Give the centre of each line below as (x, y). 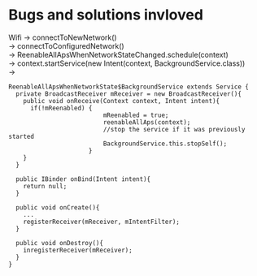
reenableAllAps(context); (147, 122)
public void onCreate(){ (58, 207)
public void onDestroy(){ (60, 243)
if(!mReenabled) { (61, 108)
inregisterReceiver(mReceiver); (78, 250)
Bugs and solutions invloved (106, 15)
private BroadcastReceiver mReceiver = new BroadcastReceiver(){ (129, 94)
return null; (45, 186)
